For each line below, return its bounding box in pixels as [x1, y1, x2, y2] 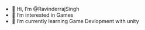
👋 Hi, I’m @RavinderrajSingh [11, 6, 80, 12]
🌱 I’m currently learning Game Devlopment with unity [11, 18, 139, 24]
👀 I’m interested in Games [11, 12, 74, 18]
